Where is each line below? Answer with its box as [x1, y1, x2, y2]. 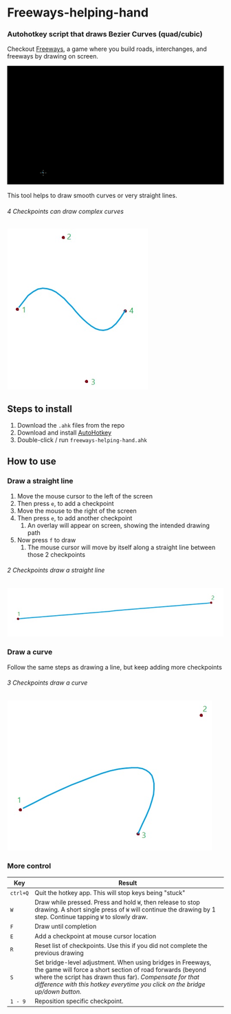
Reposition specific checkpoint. [34, 997, 124, 1005]
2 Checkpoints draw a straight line [7, 566, 105, 575]
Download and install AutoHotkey [16, 428, 112, 437]
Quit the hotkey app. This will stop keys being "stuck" [34, 888, 186, 896]
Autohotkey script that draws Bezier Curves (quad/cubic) [7, 30, 203, 39]
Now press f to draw [16, 536, 76, 544]
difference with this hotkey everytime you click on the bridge [34, 980, 206, 989]
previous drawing [34, 949, 84, 957]
